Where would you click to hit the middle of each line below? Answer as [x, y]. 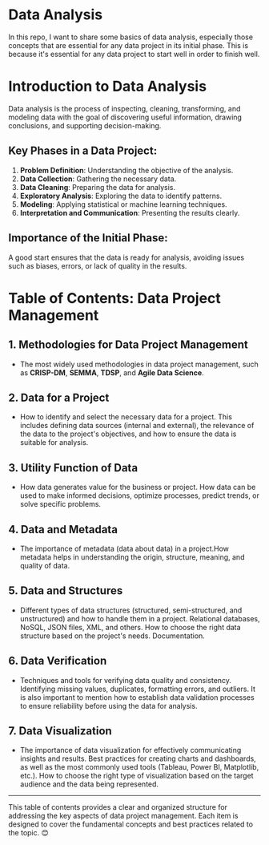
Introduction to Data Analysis [107, 87]
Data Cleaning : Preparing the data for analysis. [98, 187]
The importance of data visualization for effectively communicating [130, 750]
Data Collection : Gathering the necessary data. [98, 179]
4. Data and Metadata [63, 530]
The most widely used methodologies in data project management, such [139, 364]
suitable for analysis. [54, 443]
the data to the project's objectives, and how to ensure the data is [128, 434]
